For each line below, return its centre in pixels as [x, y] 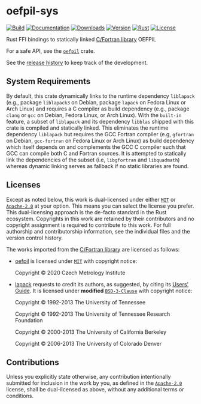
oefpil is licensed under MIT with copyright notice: [76, 261]
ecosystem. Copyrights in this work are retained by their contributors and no [100, 219]
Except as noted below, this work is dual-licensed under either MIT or [91, 199]
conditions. [20, 396]
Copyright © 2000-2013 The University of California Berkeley [91, 332]
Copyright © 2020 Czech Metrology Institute [70, 273]
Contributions [33, 362]
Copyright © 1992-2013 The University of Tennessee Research [92, 314]
